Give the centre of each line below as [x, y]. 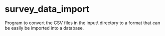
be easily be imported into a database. [44, 28]
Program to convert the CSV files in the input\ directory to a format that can [82, 23]
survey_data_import [47, 9]
